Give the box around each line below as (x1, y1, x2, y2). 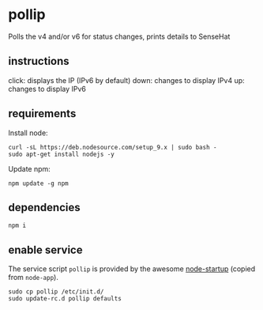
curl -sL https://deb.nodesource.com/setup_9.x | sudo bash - (8, 143, 217, 151)
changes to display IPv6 (8, 84, 87, 93)
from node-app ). (8, 273, 59, 282)
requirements (8, 107, 77, 120)
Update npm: (8, 164, 51, 173)
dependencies (8, 200, 81, 214)
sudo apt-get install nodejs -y (8, 150, 115, 158)
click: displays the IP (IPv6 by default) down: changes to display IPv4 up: (8, 75, 245, 85)
